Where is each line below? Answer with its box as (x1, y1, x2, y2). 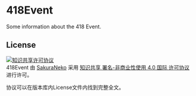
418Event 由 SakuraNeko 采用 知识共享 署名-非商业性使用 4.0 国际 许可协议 (6, 64, 190, 71)
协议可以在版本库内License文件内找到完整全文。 (6, 84, 125, 91)
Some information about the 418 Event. (6, 23, 102, 30)
